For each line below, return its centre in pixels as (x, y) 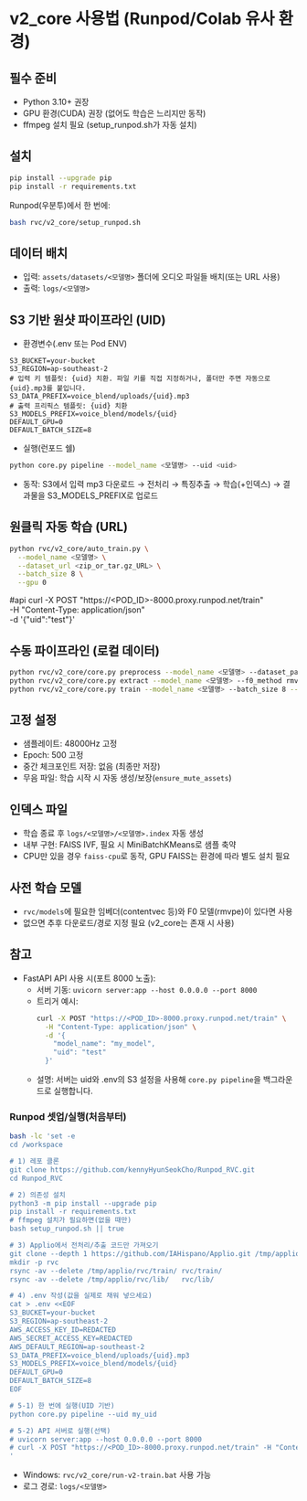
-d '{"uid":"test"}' (42, 620)
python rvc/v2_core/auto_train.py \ (79, 548)
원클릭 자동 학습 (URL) (69, 527)
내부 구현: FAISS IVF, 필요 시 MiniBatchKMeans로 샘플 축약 (129, 845)
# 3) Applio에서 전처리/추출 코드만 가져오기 (84, 1246)
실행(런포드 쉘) (49, 448)
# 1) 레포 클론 (34, 1162)
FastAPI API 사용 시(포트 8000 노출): (89, 978)
